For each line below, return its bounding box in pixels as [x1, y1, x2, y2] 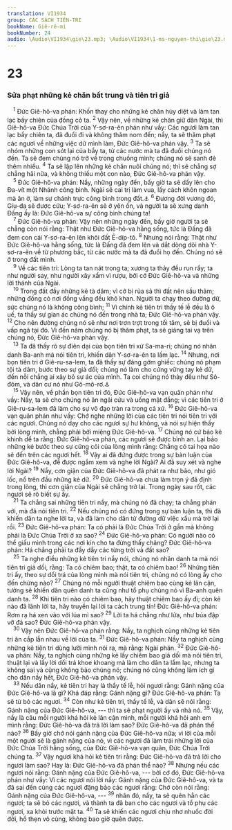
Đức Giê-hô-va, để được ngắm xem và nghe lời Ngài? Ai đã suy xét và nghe [7, 458, 222, 466]
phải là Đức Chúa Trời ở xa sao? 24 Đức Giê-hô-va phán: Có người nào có [7, 530, 215, 540]
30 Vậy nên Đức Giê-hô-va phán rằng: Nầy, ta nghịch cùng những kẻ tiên [13, 625, 220, 635]
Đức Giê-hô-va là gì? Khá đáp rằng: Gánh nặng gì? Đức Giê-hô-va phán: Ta [7, 689, 221, 697]
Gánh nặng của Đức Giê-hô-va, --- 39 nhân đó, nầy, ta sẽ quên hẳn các [7, 791, 211, 800]
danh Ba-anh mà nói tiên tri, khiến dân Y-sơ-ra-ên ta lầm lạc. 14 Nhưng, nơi [7, 349, 220, 359]
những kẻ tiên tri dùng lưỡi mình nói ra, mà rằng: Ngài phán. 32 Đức [7, 642, 197, 652]
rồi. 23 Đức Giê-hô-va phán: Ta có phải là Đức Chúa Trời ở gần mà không [7, 522, 214, 531]
